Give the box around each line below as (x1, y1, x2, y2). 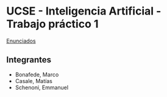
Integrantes (6, 55, 52, 65)
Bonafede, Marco (15, 71, 59, 78)
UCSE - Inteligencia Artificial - (6, 4, 162, 18)
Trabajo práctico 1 (6, 17, 99, 31)
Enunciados (6, 37, 36, 44)
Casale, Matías (15, 77, 53, 84)
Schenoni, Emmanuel (15, 84, 69, 91)
